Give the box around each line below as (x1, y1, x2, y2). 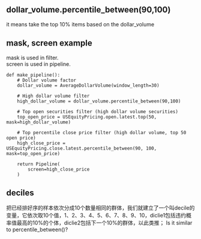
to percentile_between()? (6, 226, 68, 233)
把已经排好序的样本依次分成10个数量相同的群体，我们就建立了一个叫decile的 (6, 204, 195, 211)
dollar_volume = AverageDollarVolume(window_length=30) (17, 82, 160, 89)
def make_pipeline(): (6, 72, 61, 78)
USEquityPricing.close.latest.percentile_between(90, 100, (6, 145, 157, 152)
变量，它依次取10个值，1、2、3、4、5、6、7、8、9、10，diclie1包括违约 (6, 212, 187, 219)
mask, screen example (6, 38, 92, 49)
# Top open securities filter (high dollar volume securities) (17, 108, 179, 114)
